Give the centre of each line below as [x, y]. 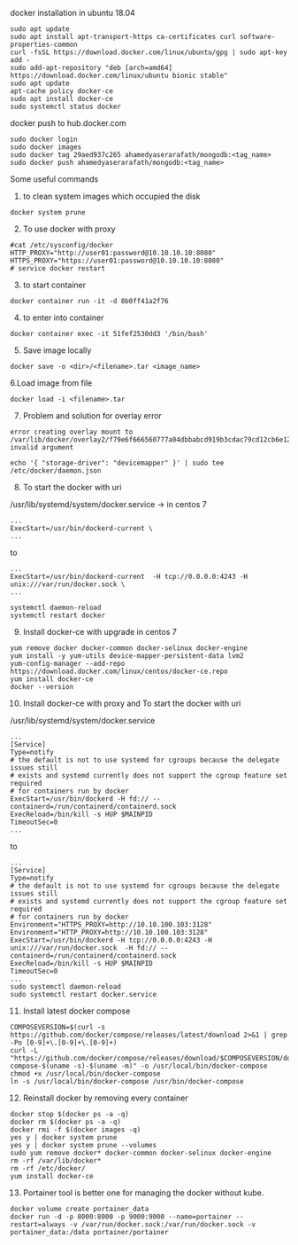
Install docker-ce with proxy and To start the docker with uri [132, 703]
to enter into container [63, 317]
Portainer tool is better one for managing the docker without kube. [143, 1193]
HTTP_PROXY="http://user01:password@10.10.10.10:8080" [113, 253]
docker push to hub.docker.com [68, 123]
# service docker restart [57, 269]
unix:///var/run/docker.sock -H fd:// [84, 948]
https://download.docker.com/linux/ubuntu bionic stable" [119, 75]
